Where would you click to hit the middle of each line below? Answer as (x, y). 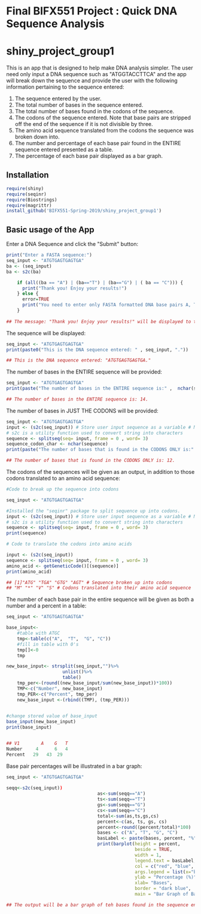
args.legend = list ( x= (163, 872)
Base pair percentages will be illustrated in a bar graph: (74, 766)
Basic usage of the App (50, 229)
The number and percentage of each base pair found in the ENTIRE (98, 143)
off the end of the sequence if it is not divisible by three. (84, 124)
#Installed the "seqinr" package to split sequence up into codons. (93, 511)
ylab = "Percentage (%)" (165, 877)
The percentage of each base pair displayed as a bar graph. (89, 156)
